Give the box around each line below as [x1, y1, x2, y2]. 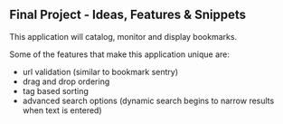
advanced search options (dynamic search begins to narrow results [22, 95, 275, 106]
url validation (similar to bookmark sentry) [22, 66, 179, 77]
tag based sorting [22, 85, 89, 96]
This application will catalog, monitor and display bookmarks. [9, 31, 238, 42]
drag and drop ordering [22, 76, 110, 87]
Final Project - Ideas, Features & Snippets [9, 7, 247, 23]
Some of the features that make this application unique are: [9, 49, 231, 60]
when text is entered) [22, 104, 102, 116]
